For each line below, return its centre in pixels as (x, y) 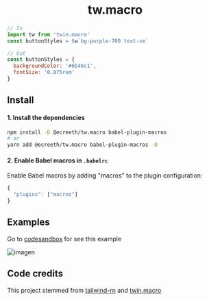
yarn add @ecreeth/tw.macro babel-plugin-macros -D (82, 145)
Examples (28, 222)
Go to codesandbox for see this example (64, 239)
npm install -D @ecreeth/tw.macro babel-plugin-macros (87, 132)
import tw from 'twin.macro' (49, 34)
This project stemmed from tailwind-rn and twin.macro (84, 290)
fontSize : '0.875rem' (44, 73)
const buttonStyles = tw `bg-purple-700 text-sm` (78, 41)
